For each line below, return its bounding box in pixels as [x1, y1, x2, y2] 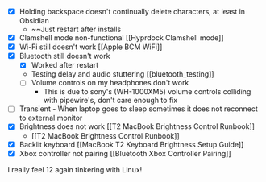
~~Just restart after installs [31, 24, 122, 35]
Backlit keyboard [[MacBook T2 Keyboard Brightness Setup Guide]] [19, 139, 244, 149]
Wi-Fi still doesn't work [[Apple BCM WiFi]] [19, 42, 163, 52]
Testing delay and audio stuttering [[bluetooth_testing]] [31, 69, 214, 79]
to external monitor [19, 113, 83, 123]
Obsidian [19, 16, 49, 26]
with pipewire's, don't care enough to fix [43, 96, 178, 105]
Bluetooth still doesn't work [19, 52, 110, 61]
